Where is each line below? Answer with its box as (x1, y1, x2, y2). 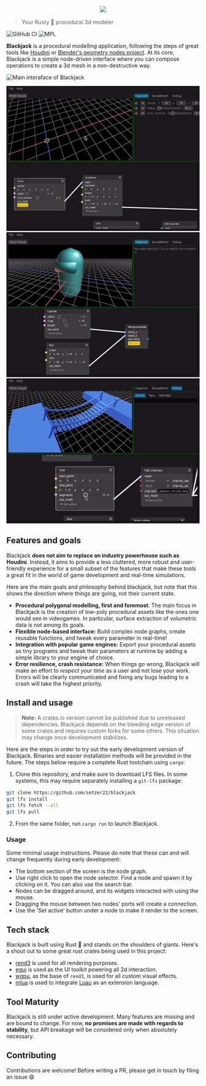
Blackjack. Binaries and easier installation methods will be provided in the (6, 752, 192, 759)
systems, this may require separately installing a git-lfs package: (15, 777, 183, 784)
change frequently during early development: (6, 856, 121, 863)
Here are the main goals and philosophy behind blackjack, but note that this (6, 583, 197, 591)
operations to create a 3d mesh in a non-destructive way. (6, 62, 151, 69)
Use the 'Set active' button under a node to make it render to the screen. (15, 907, 199, 914)
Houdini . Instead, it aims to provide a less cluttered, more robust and (6, 558, 180, 565)
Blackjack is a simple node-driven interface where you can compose (6, 55, 180, 63)
